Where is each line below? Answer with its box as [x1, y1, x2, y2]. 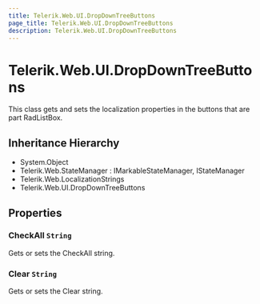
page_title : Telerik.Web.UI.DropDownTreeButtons [8, 19, 174, 27]
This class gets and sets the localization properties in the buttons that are [8, 105, 250, 114]
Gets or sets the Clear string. [8, 286, 103, 296]
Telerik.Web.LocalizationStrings [19, 174, 125, 184]
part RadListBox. [8, 113, 63, 122]
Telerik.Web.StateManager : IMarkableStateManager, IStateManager [19, 166, 246, 176]
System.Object [19, 158, 69, 167]
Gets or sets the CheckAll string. [8, 248, 115, 258]
